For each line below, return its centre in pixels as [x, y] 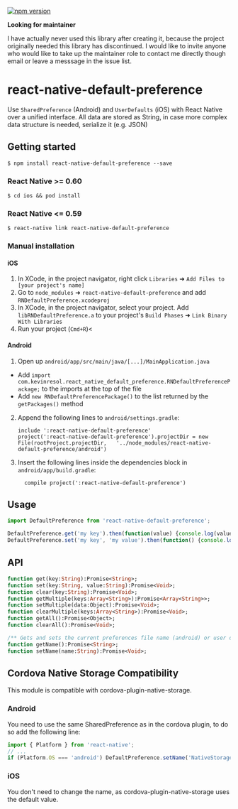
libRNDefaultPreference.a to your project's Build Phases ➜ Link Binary [122, 315]
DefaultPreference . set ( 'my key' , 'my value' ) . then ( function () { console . [117, 541]
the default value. [33, 799]
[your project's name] [51, 286]
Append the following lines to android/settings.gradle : [98, 417]
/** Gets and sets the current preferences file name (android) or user [117, 638]
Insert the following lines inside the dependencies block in [102, 462]
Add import [34, 375]
